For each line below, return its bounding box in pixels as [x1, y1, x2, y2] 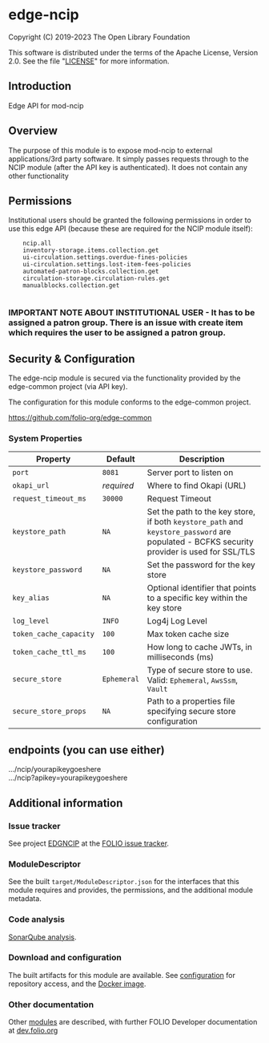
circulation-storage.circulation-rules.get [22, 274, 171, 282]
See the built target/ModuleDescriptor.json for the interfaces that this [8, 877, 240, 887]
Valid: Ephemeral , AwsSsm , [147, 675, 239, 686]
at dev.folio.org [8, 1025, 58, 1036]
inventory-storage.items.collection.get [22, 246, 159, 254]
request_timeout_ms [12, 494, 86, 503]
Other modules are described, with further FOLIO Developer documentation [8, 1017, 258, 1027]
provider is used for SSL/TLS [147, 546, 255, 558]
